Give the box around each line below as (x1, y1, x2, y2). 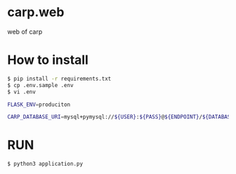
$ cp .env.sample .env (7, 81, 74, 88)
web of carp (7, 27, 43, 36)
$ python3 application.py (7, 161, 83, 168)
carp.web (7, 4, 65, 20)
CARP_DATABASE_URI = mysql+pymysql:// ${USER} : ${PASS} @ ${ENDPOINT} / (7, 114, 202, 121)
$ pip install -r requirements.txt (7, 75, 112, 82)
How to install (7, 52, 89, 68)
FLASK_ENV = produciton (7, 101, 71, 108)
